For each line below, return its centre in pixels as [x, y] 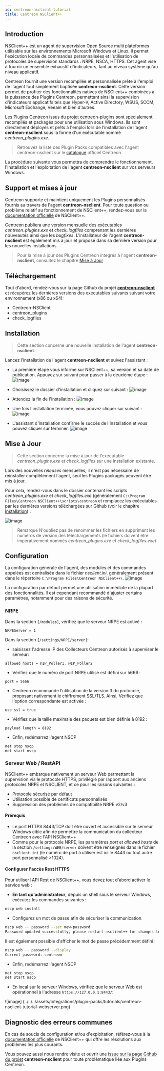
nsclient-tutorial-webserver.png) [38, 1007]
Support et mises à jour [41, 188]
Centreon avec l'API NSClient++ [44, 836]
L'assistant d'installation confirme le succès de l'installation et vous [80, 423]
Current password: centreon [34, 955]
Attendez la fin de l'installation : [44, 399]
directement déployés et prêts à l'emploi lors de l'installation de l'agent [76, 128]
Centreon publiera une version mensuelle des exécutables [63, 225]
